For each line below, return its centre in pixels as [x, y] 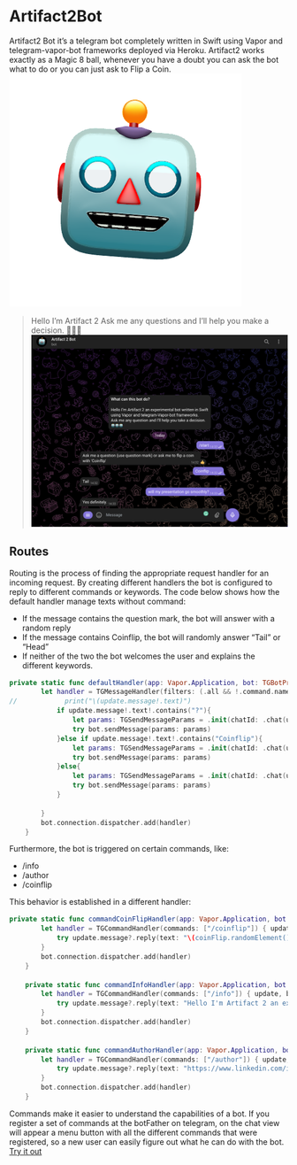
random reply [46, 628]
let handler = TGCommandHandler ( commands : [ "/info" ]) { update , [162, 994]
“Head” [35, 646]
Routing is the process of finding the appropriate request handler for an [139, 573]
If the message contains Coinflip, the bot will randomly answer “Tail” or [151, 637]
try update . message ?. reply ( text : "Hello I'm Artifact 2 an [167, 1003]
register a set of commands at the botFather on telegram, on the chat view [145, 1123]
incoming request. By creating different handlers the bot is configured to [141, 582]
